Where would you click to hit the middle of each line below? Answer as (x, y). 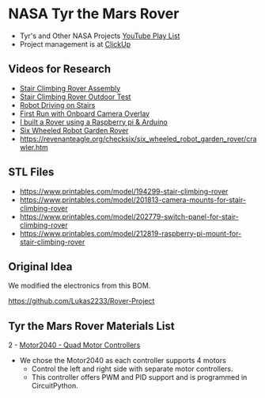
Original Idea (40, 266)
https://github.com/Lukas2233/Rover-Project (81, 301)
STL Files (31, 172)
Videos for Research (60, 69)
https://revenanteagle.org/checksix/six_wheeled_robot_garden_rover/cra (138, 139)
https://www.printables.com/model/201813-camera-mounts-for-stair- (133, 200)
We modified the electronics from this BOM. (79, 285)
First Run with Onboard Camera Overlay (85, 113)
